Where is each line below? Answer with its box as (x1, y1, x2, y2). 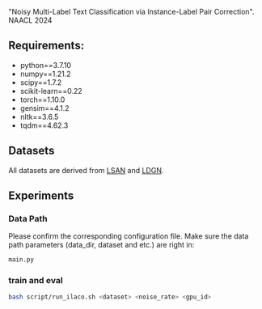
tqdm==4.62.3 (19, 121, 69, 130)
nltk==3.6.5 (19, 112, 59, 121)
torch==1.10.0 (19, 95, 65, 104)
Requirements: (8, 39, 85, 53)
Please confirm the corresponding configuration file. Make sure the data (8, 231, 249, 241)
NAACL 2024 (8, 15, 53, 25)
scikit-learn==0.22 (19, 86, 82, 95)
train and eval (8, 275, 63, 286)
